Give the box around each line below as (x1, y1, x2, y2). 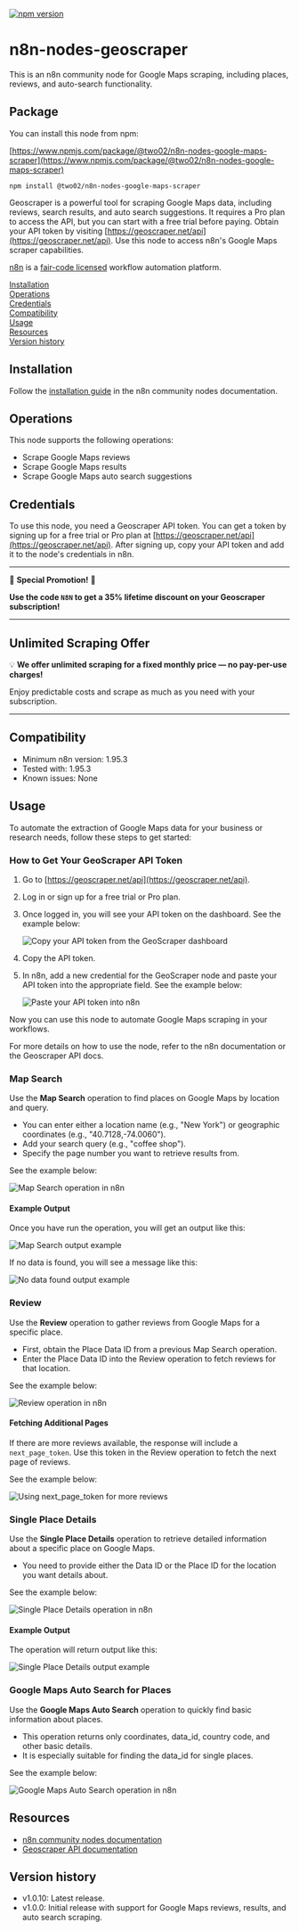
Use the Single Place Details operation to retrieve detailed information (9, 1533, 267, 1544)
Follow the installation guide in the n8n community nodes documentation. (9, 385, 279, 396)
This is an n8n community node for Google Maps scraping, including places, (9, 69, 289, 79)
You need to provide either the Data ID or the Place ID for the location (21, 1560, 277, 1571)
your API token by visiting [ (9, 226, 109, 236)
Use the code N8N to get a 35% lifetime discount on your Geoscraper (9, 592, 265, 603)
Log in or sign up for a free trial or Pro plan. (21, 892, 181, 902)
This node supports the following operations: (9, 435, 174, 446)
